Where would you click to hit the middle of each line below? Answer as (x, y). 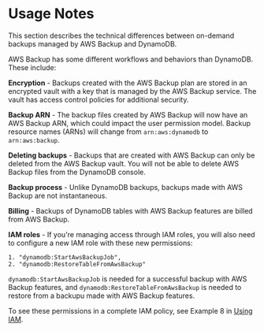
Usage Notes (51, 14)
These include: (32, 67)
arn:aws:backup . (34, 139)
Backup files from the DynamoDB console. (77, 172)
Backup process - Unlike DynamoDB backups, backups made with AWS (125, 187)
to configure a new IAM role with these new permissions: (100, 243)
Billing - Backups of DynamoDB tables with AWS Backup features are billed (131, 210)
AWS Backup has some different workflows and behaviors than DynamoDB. (131, 59)
